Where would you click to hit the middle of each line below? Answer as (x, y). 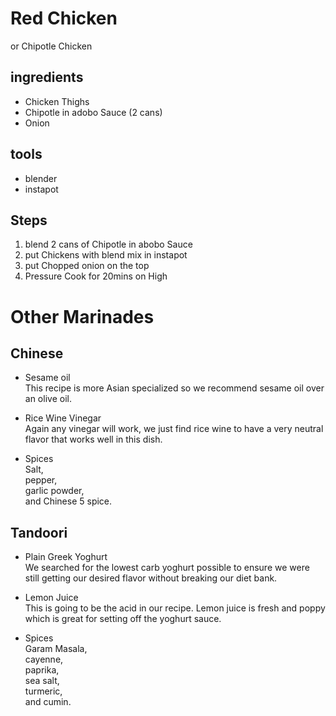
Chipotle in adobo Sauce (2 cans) (93, 112)
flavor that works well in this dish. (93, 439)
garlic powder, (54, 491)
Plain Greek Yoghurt (66, 557)
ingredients (47, 77)
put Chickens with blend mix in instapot (106, 255)
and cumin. (48, 702)
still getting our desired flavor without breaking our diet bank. (151, 578)
